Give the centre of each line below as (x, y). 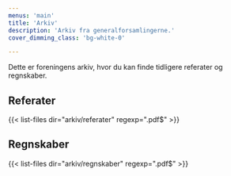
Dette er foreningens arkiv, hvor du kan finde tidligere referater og (116, 67)
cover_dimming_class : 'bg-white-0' (67, 38)
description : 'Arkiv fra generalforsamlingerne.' (92, 30)
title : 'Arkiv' (33, 23)
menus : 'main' (32, 15)
